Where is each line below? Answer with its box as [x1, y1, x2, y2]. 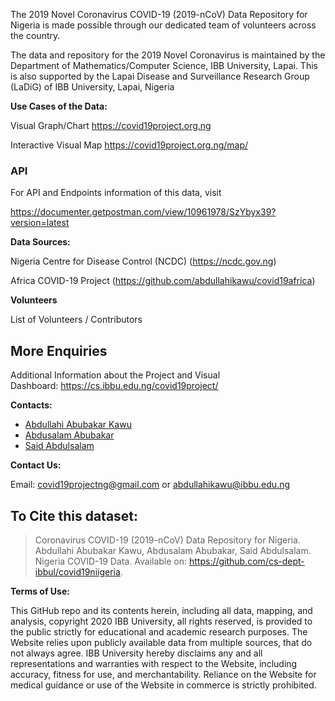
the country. [10, 30, 61, 41]
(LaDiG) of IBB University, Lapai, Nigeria [10, 81, 175, 93]
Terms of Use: [10, 585, 70, 597]
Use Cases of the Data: [10, 100, 108, 112]
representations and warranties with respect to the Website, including [10, 657, 298, 669]
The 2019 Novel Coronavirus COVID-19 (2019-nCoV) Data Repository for [10, 9, 308, 20]
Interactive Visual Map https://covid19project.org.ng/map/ [10, 139, 249, 151]
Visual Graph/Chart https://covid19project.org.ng [10, 120, 212, 131]
